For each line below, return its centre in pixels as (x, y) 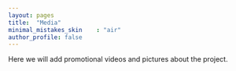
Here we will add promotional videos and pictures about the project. (118, 59)
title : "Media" (35, 23)
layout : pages (31, 15)
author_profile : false (45, 37)
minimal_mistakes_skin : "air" (65, 30)
